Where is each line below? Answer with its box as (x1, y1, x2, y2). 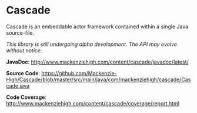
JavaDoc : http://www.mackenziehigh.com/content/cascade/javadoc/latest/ (6, 58, 189, 65)
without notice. (6, 46, 42, 54)
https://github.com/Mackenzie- (41, 69, 117, 77)
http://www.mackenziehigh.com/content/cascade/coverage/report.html (6, 99, 179, 107)
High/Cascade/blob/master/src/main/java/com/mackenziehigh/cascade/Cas (6, 76, 191, 83)
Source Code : (6, 69, 40, 77)
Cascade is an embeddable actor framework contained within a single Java (6, 23, 189, 30)
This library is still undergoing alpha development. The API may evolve (6, 41, 178, 48)
